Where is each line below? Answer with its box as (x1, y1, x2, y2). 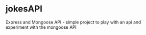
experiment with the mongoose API (5, 24, 76, 30)
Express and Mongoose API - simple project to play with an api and (5, 19, 141, 25)
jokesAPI (5, 3, 43, 14)
